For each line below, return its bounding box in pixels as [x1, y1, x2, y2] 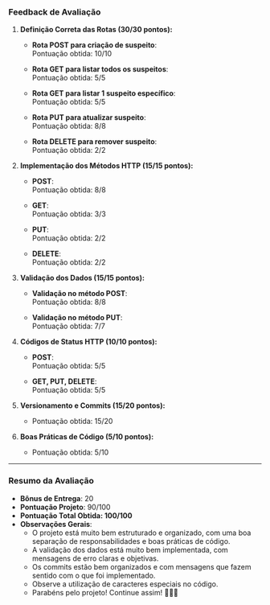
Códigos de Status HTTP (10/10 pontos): [19, 337, 157, 347]
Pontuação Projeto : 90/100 [19, 502, 111, 512]
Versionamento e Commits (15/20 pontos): [19, 401, 166, 410]
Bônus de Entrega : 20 [19, 493, 94, 503]
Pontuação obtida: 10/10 [31, 49, 112, 59]
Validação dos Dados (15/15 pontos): [19, 273, 145, 283]
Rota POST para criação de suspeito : [31, 40, 157, 50]
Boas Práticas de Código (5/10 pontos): [19, 432, 154, 442]
